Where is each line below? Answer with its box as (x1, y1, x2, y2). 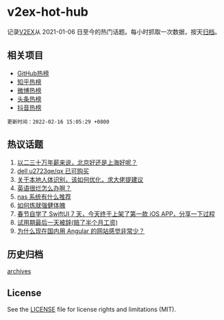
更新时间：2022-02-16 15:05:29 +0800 (7, 118, 110, 125)
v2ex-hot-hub (7, 4, 89, 20)
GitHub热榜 (16, 69, 49, 77)
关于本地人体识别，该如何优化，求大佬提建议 (16, 175, 144, 184)
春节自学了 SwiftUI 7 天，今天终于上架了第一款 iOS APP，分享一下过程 (16, 210, 216, 218)
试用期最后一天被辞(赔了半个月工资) (16, 218, 119, 226)
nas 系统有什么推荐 (16, 193, 72, 201)
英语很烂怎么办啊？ (16, 184, 72, 192)
